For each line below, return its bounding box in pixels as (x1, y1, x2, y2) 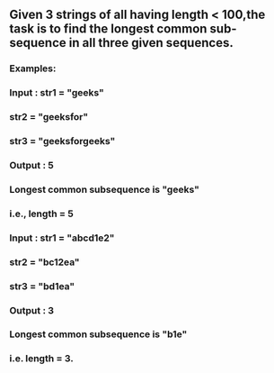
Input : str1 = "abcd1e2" (9, 232, 115, 244)
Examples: (9, 62, 57, 75)
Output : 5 (9, 159, 54, 171)
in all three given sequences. (68, 35, 234, 50)
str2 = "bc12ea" (9, 256, 80, 268)
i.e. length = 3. (9, 352, 74, 365)
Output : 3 (9, 304, 55, 316)
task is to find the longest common (9, 22, 208, 37)
